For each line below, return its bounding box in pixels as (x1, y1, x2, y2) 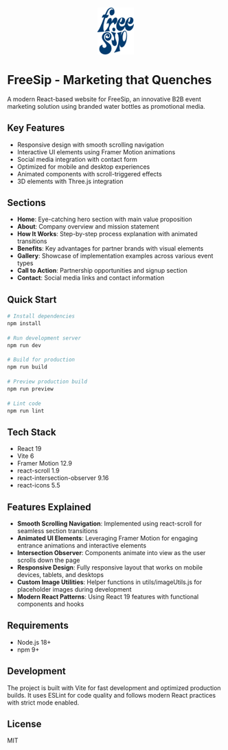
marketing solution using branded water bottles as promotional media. (7, 102, 206, 110)
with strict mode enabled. (7, 698, 80, 707)
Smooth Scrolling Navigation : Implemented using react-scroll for (16, 519, 203, 528)
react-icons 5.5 (16, 481, 60, 490)
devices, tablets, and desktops (16, 571, 104, 579)
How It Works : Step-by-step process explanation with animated (16, 230, 198, 238)
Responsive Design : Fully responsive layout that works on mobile (16, 563, 203, 572)
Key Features (7, 122, 65, 134)
